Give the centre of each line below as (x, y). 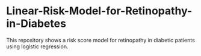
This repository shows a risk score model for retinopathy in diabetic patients (101, 40)
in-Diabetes (36, 24)
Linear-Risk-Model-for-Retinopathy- (99, 11)
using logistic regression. (37, 46)
